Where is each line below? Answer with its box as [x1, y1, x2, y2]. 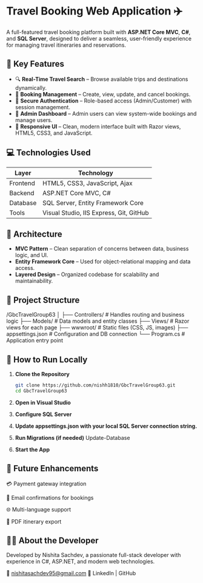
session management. [15, 103, 71, 110]
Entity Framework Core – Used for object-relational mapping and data [15, 258, 191, 265]
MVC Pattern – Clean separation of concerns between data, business [15, 245, 189, 252]
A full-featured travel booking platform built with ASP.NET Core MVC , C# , [6, 28, 191, 36]
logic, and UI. [15, 252, 48, 259]
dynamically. [15, 84, 47, 91]
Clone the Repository [15, 371, 70, 377]
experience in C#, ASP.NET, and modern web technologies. [6, 558, 155, 565]
